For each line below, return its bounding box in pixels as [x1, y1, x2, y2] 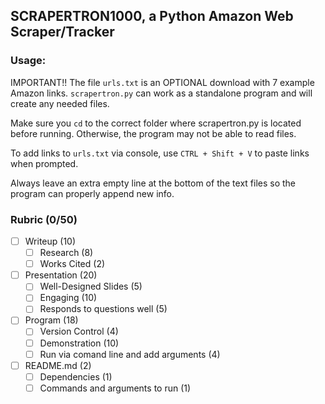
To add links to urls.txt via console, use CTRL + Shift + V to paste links [10, 147, 310, 159]
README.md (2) [24, 359, 92, 371]
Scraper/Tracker [10, 24, 115, 41]
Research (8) [39, 247, 94, 259]
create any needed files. [10, 97, 110, 109]
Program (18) [24, 314, 79, 326]
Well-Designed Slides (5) [39, 280, 143, 293]
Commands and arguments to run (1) [39, 382, 192, 394]
